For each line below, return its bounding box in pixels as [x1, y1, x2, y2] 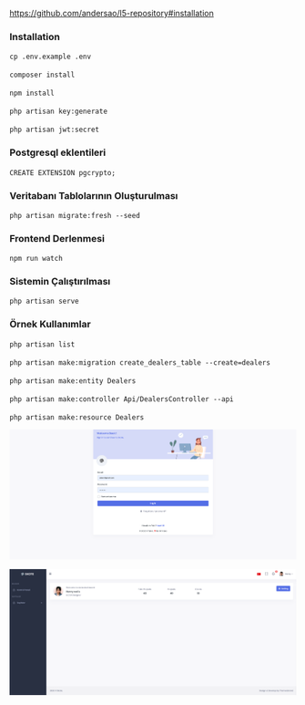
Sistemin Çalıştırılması [9, 275, 111, 288]
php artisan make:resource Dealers [9, 412, 145, 422]
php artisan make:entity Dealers [9, 376, 137, 386]
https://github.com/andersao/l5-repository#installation [9, 8, 214, 18]
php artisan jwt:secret [9, 125, 100, 135]
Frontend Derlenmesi [9, 232, 105, 244]
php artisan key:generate [9, 107, 107, 117]
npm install [9, 88, 55, 98]
